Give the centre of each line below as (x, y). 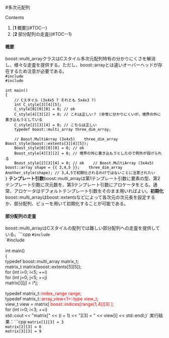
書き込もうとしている (24, 120)
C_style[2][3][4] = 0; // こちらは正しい (56, 125)
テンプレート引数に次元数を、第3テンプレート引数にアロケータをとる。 (79, 185)
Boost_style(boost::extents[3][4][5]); (47, 144)
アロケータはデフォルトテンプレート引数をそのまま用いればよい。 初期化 (89, 191)
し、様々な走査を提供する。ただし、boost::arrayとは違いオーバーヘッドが (82, 65)
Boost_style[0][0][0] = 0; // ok (49, 148)
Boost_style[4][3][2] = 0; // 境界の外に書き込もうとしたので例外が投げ (84, 153)
